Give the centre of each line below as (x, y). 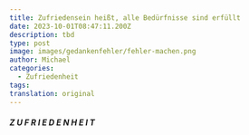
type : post (30, 43)
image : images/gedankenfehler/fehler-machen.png (103, 52)
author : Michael (40, 60)
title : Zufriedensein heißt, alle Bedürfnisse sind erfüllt (125, 18)
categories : (32, 69)
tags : (19, 85)
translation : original (52, 93)
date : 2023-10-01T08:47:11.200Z (70, 26)
